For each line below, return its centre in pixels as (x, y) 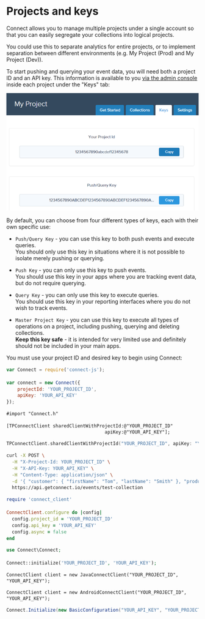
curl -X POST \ (26, 456)
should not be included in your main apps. (68, 346)
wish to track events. (41, 308)
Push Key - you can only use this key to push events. (81, 270)
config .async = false (39, 532)
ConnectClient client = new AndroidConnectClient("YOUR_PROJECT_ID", (97, 593)
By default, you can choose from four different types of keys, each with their (103, 220)
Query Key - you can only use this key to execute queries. (87, 294)
